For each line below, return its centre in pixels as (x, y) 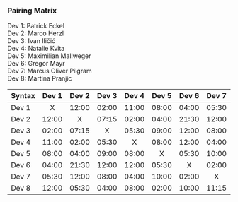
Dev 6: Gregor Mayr (36, 64)
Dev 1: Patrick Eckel (36, 26)
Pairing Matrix (32, 11)
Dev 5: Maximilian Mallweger (49, 56)
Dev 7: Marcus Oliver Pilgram (50, 71)
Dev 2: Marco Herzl (36, 33)
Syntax (23, 96)
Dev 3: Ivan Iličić (32, 41)
